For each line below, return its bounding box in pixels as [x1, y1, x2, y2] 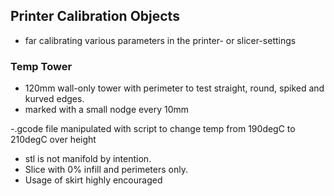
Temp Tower [10, 59, 73, 73]
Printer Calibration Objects [10, 8, 180, 25]
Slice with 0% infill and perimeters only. [24, 164, 188, 176]
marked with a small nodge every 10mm [24, 104, 190, 116]
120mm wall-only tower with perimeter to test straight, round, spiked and [24, 82, 325, 94]
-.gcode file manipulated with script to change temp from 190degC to [10, 123, 296, 135]
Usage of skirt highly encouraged [24, 174, 163, 186]
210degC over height [10, 134, 97, 146]
